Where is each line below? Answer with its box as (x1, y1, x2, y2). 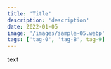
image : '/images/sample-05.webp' (7, 29, 105, 37)
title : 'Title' (7, 10, 52, 17)
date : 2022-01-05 (7, 23, 58, 30)
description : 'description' (7, 17, 90, 24)
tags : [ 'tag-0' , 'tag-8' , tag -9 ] (7, 36, 105, 43)
